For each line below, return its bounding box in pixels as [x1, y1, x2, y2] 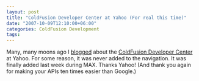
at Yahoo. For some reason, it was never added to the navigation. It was [6, 55, 186, 62]
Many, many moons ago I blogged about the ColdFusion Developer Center [6, 48, 193, 55]
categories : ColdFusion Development [6, 26, 99, 32]
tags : [6, 32, 20, 38]
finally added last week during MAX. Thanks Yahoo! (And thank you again [6, 62, 191, 69]
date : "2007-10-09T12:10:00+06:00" [6, 20, 97, 26]
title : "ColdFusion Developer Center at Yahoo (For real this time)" [6, 15, 187, 21]
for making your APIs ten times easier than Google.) [6, 68, 136, 75]
